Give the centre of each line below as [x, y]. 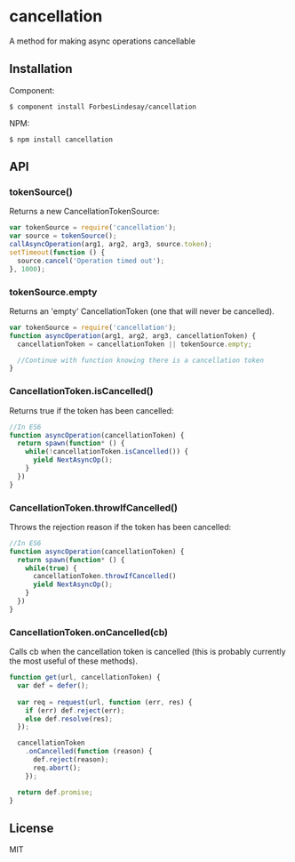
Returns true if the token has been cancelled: [92, 410]
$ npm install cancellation [61, 140]
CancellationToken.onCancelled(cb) [89, 632]
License [32, 828]
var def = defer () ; [53, 686]
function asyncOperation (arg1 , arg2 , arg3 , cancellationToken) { [132, 335]
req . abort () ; [57, 768]
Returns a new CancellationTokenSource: [84, 212]
